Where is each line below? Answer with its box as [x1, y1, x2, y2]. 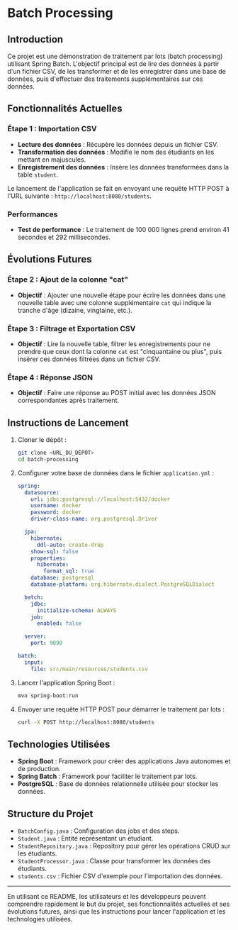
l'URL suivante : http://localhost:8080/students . [7, 192, 152, 200]
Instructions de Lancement [7, 416, 129, 428]
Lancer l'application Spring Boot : [17, 678, 115, 687]
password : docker [30, 509, 82, 516]
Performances [7, 209, 58, 219]
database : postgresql [30, 575, 94, 582]
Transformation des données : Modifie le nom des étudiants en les [17, 148, 215, 156]
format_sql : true [43, 568, 94, 575]
